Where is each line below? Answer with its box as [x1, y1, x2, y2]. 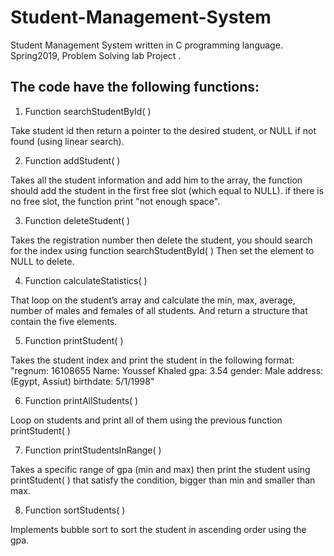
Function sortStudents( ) [24, 504, 126, 516]
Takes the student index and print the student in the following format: [10, 354, 295, 366]
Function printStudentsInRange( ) [24, 444, 162, 456]
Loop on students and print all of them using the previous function [10, 414, 283, 426]
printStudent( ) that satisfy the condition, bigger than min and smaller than [10, 474, 316, 486]
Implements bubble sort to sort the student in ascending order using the [10, 523, 307, 535]
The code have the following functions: [10, 79, 260, 96]
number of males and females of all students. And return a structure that [10, 304, 308, 316]
